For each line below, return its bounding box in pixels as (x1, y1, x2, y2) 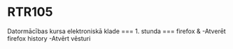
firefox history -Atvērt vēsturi (7, 34, 91, 42)
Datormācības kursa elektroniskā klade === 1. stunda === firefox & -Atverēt (7, 27, 226, 35)
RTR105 (7, 4, 53, 20)
